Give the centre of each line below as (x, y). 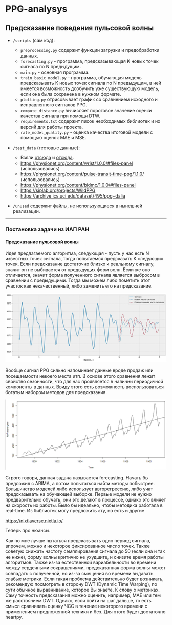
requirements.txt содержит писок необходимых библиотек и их (90, 121)
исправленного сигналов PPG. (54, 105)
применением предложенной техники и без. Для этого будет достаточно (85, 611)
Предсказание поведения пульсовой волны (80, 28)
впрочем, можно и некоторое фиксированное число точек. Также (78, 546)
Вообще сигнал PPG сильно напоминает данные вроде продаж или (79, 370)
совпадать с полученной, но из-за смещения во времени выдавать (79, 573)
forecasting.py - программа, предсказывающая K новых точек (89, 61)
